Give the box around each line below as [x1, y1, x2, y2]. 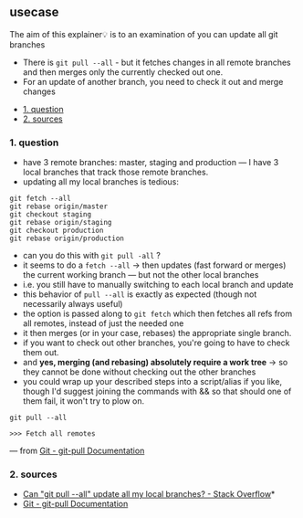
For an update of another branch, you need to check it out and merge [22, 76, 284, 87]
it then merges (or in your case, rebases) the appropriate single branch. [22, 328, 292, 339]
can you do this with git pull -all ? [22, 250, 162, 261]
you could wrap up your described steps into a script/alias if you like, [22, 376, 283, 387]
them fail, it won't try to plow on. [22, 396, 144, 407]
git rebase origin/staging [9, 218, 112, 227]
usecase [9, 5, 59, 20]
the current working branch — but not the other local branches [22, 270, 259, 280]
